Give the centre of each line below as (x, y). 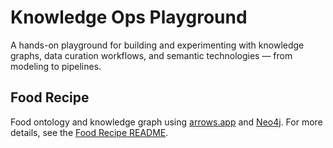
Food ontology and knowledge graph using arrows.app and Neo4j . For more (166, 122)
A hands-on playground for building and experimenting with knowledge (157, 45)
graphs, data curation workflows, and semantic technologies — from (151, 55)
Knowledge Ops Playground (129, 17)
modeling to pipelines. (56, 66)
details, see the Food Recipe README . (89, 132)
